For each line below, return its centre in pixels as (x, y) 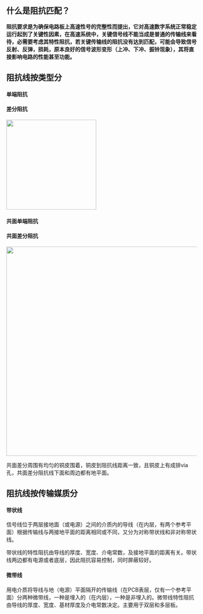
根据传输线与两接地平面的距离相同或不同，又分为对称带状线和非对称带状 (107, 532)
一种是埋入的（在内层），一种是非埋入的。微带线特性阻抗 (124, 597)
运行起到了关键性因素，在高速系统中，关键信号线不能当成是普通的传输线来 (99, 34)
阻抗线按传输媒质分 (42, 493)
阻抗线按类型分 (34, 78)
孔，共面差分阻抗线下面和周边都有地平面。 (59, 473)
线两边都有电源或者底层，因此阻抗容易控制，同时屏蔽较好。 (80, 560)
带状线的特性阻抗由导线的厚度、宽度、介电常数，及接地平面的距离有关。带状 (101, 552)
